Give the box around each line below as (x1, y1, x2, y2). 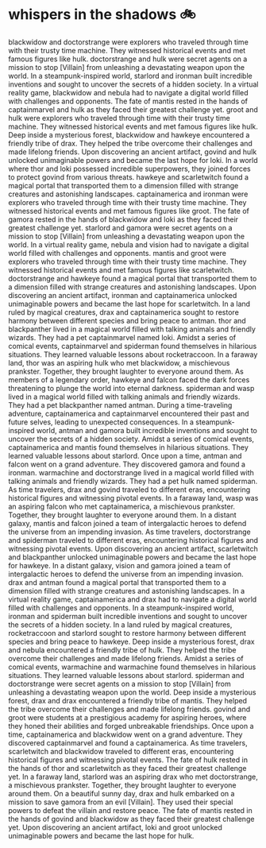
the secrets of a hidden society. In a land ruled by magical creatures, (8, 620, 233, 629)
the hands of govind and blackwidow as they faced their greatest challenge (8, 814, 255, 823)
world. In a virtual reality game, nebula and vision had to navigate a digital (8, 239, 249, 250)
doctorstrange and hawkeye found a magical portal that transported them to (8, 273, 257, 283)
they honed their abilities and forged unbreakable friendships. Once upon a (8, 721, 254, 730)
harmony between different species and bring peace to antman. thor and (8, 316, 246, 325)
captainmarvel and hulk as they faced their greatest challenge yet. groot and (8, 104, 258, 114)
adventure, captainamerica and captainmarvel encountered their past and (8, 409, 249, 418)
